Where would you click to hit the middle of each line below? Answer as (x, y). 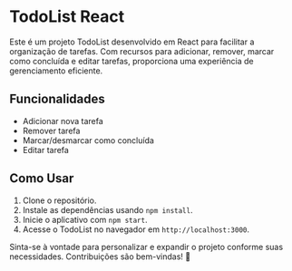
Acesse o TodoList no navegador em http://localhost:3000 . (136, 229)
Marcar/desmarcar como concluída (88, 140)
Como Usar (42, 179)
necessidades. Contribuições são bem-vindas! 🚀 (100, 256)
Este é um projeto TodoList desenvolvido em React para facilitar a (132, 42)
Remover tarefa (51, 131)
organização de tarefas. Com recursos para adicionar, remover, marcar (142, 51)
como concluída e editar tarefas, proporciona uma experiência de (131, 61)
